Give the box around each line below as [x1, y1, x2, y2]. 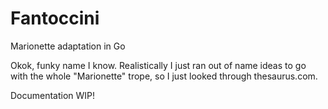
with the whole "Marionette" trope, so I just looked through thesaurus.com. [10, 70, 318, 82]
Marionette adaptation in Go [10, 40, 126, 52]
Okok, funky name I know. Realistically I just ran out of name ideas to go [10, 59, 307, 71]
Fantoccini [10, 7, 100, 30]
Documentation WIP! [10, 89, 96, 101]
